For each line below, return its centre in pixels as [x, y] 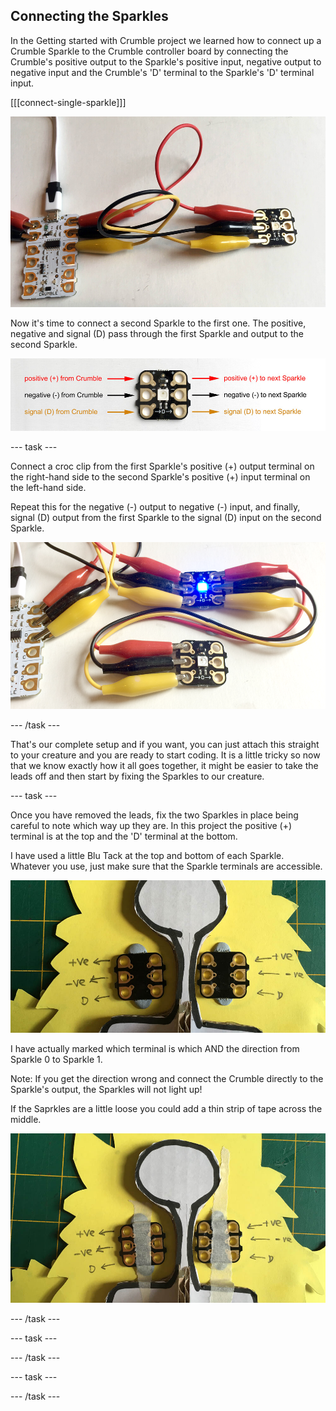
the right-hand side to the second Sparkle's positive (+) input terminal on [160, 476]
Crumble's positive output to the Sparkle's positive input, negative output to [166, 61]
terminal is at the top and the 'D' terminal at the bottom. [124, 836]
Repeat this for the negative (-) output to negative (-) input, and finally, [155, 506]
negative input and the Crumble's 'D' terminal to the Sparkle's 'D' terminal [162, 72]
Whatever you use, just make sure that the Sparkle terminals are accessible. [166, 866]
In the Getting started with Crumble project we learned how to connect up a [166, 40]
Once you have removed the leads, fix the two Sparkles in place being [154, 815]
